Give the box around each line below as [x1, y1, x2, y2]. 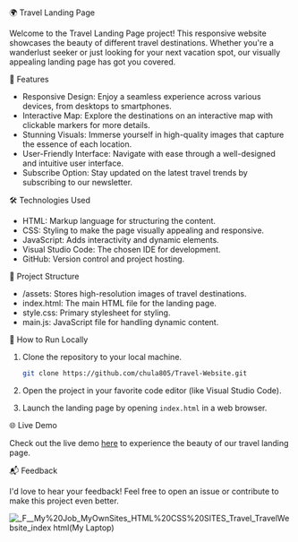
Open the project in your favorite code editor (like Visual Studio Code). [21, 384, 282, 396]
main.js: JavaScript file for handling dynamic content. [21, 317, 219, 327]
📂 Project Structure [9, 271, 80, 281]
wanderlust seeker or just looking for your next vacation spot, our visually [9, 47, 280, 57]
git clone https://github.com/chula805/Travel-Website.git [21, 369, 248, 378]
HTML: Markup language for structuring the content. [21, 216, 217, 226]
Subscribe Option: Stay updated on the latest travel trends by [21, 168, 248, 177]
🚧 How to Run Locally [9, 334, 89, 345]
